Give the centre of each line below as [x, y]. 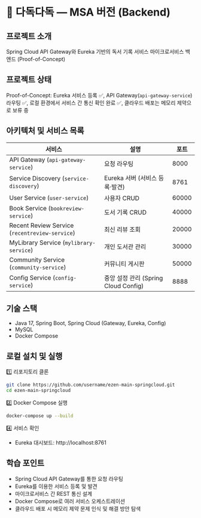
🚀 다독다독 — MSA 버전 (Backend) [88, 12]
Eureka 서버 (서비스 [131, 178]
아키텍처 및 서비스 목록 [45, 131]
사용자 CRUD [122, 198]
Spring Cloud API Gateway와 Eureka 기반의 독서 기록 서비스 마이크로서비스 [95, 52]
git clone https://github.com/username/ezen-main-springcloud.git [91, 385]
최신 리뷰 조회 [122, 229]
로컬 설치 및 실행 [34, 356]
